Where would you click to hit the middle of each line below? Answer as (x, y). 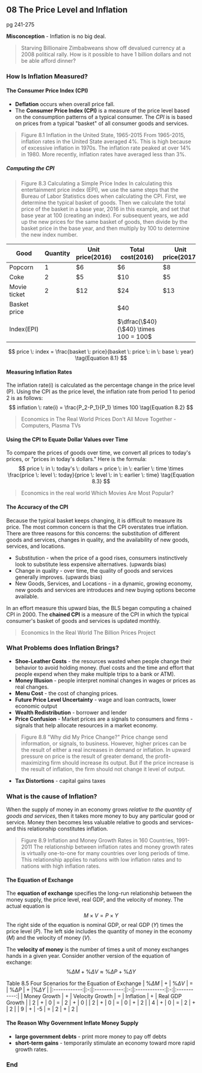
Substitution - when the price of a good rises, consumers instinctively (101, 558)
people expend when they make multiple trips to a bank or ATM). (95, 674)
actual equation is (28, 906)
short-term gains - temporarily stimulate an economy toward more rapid (105, 1043)
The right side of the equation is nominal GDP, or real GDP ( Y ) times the (95, 925)
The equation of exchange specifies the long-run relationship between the (99, 893)
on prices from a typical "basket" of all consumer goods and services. (102, 123)
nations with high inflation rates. (60, 866)
